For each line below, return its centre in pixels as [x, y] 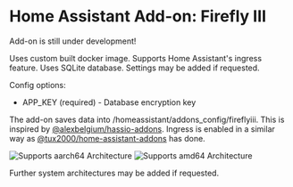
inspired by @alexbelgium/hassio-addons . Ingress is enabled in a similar [142, 129]
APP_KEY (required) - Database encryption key [109, 102]
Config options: [38, 85]
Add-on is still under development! [73, 41]
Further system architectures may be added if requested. [114, 173]
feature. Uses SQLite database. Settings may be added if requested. [135, 68]
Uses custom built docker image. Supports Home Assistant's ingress [135, 58]
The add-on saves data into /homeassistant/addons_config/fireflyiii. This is [147, 119]
